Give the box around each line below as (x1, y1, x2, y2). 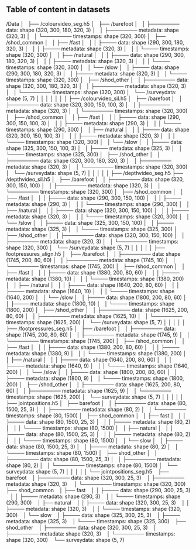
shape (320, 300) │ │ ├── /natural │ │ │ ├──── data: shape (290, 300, (6, 51, 185, 58)
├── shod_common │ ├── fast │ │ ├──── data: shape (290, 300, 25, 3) (6, 486, 191, 493)
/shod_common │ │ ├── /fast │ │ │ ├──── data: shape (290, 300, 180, (6, 39, 184, 46)
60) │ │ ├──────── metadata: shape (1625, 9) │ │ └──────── (6, 387, 171, 394)
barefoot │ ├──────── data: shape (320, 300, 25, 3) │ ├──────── (6, 474, 185, 481)
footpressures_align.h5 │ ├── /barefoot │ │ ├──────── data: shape (6, 250, 181, 257)
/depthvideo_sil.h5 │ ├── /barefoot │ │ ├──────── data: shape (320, (6, 176, 184, 183)
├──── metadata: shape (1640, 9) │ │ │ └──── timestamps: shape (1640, (6, 362, 189, 369)
